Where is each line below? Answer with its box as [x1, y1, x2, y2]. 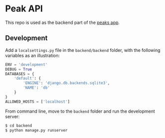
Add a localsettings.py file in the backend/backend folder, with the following [5, 47, 161, 53]
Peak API [5, 3, 43, 14]
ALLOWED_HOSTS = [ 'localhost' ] [5, 99, 70, 104]
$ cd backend [5, 123, 32, 128]
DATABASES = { [5, 71, 35, 76]
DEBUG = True [5, 67, 32, 72]
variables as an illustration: [5, 52, 60, 58]
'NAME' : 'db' [23, 85, 50, 90]
